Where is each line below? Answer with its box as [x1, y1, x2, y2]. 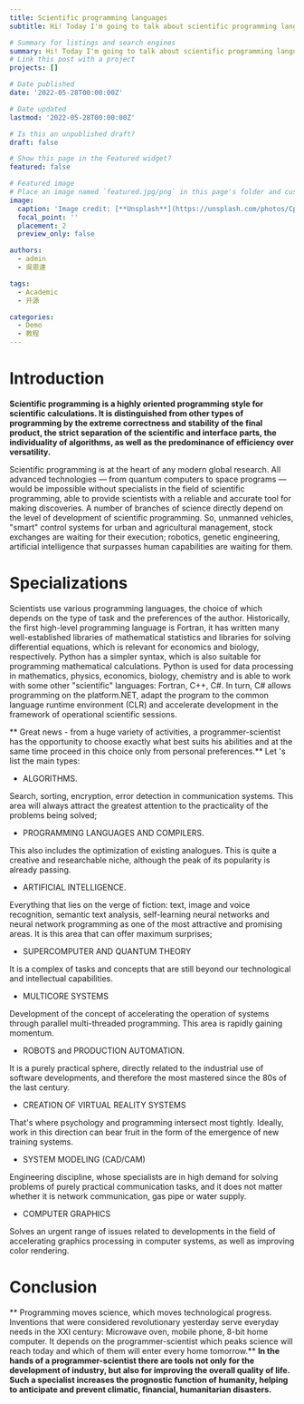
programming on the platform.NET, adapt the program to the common [9, 689, 270, 700]
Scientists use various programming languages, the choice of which [9, 602, 262, 613]
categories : [9, 312, 54, 322]
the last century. [9, 1081, 71, 1093]
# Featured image [9, 179, 75, 189]
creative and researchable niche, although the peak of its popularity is [9, 854, 271, 865]
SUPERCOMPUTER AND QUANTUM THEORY [22, 945, 192, 957]
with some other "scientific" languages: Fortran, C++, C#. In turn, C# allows [9, 679, 291, 690]
